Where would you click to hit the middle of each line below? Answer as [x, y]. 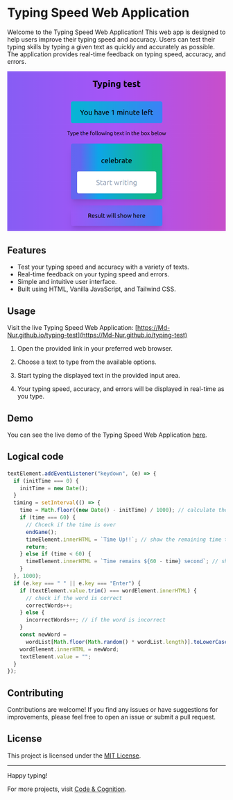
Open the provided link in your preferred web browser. [95, 349]
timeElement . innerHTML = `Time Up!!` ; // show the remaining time [123, 540]
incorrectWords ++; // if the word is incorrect [96, 620]
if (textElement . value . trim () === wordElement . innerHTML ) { [108, 591]
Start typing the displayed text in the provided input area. [98, 376]
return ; [37, 547]
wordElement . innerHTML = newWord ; [69, 649]
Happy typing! [27, 775]
